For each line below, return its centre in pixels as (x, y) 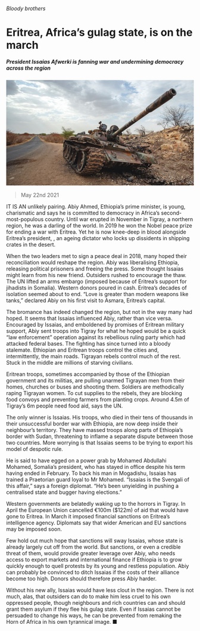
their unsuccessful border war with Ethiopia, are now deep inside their (92, 424)
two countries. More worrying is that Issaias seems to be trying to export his (100, 443)
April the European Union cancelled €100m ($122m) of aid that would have (97, 510)
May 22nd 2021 (40, 195)
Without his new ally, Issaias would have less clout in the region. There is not (100, 590)
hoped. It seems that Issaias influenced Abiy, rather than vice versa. (89, 318)
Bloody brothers (26, 8)
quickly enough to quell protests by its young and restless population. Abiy (98, 566)
